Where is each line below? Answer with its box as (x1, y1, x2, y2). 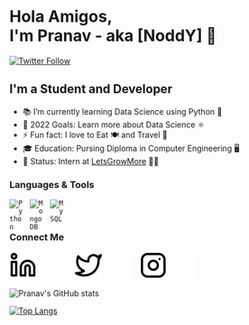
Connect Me (9, 230, 65, 243)
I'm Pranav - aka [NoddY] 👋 (9, 25, 217, 46)
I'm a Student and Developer (9, 81, 173, 97)
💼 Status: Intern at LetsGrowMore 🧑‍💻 (22, 155, 160, 166)
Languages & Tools (9, 178, 95, 190)
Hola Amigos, (9, 6, 113, 27)
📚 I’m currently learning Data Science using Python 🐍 (22, 106, 223, 116)
